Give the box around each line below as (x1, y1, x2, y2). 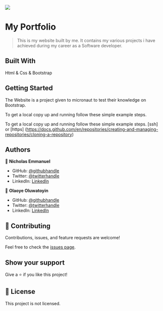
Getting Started (5, 84, 53, 92)
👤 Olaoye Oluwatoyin (5, 188, 49, 194)
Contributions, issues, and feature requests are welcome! (5, 235, 121, 241)
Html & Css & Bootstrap (5, 70, 52, 76)
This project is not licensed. (5, 300, 61, 306)
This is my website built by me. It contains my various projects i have (17, 37, 155, 43)
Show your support (5, 258, 65, 267)
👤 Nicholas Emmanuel (5, 159, 50, 165)
